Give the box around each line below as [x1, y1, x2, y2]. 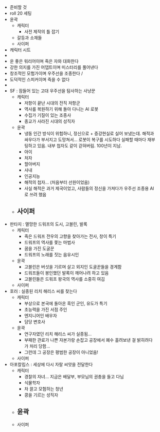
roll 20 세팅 [9, 10, 32, 16]
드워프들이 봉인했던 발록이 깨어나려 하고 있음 [24, 270, 109, 276]
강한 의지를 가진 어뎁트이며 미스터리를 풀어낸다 [9, 64, 98, 70]
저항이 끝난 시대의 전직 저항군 [24, 100, 80, 106]
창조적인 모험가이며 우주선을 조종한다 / [9, 70, 83, 76]
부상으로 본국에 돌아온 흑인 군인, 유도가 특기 [24, 300, 107, 306]
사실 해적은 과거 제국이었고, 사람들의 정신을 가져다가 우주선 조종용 [24, 185, 149, 191]
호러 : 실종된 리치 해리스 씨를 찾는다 [9, 288, 77, 294]
